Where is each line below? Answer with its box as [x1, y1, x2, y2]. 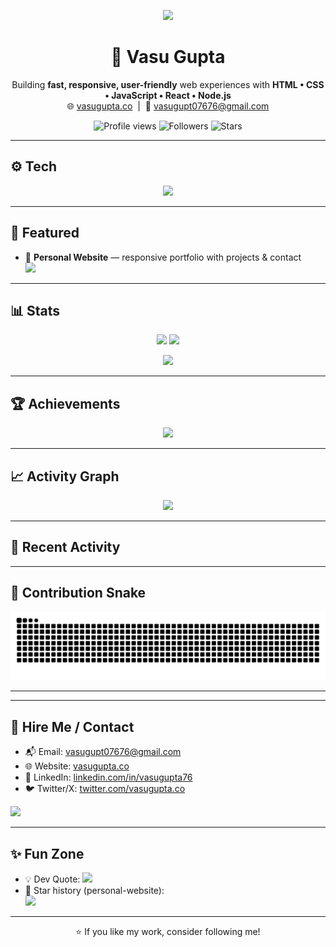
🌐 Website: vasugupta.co [24, 760, 130, 772]
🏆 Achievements [10, 395, 121, 412]
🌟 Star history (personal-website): [24, 885, 165, 896]
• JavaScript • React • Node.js [104, 89, 232, 101]
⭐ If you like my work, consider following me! [75, 926, 261, 937]
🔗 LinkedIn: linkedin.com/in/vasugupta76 [24, 771, 193, 784]
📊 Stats [10, 302, 61, 319]
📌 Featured [10, 225, 80, 242]
